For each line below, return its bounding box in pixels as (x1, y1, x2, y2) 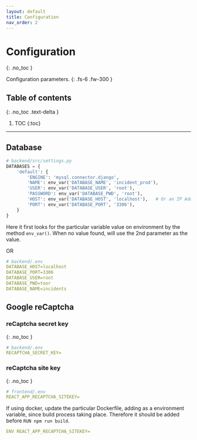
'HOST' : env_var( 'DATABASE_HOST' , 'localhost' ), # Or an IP (27, 196, 182, 202)
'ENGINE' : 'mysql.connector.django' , (27, 174, 119, 180)
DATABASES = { (6, 163, 41, 169)
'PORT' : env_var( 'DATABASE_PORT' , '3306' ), (27, 201, 135, 208)
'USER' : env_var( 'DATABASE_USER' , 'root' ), (27, 185, 135, 191)
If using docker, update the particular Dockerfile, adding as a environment (6, 405, 185, 412)
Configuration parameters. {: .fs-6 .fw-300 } (6, 76, 113, 83)
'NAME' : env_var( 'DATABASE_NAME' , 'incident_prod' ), (27, 180, 159, 186)
